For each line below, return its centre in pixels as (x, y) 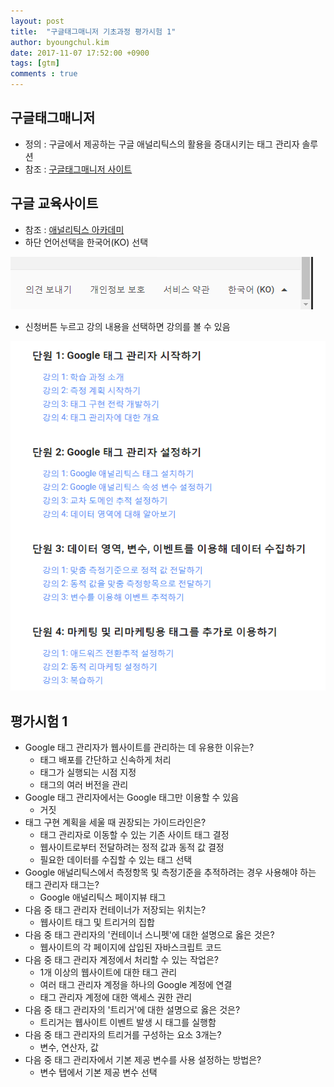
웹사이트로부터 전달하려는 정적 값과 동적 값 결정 (132, 847)
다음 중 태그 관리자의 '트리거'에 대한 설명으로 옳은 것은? (132, 1010)
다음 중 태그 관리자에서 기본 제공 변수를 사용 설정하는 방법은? (143, 1060)
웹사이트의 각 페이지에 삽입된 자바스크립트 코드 (130, 947)
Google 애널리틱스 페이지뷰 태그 (103, 897)
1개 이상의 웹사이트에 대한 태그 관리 (108, 972)
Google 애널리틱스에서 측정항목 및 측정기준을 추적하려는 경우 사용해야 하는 (170, 872)
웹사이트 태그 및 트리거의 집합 (97, 922)
